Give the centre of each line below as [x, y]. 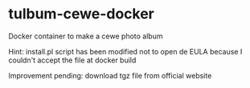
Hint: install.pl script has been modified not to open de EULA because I [125, 51]
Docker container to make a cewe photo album [86, 36]
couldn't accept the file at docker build [72, 60]
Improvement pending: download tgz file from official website [110, 75]
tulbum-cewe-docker [81, 14]
